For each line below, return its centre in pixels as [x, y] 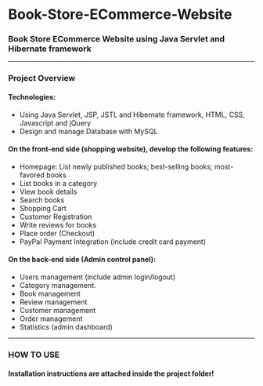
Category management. [58, 286]
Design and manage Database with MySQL [88, 131]
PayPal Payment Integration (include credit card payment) [113, 242]
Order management [51, 319]
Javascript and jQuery [55, 122]
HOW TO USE [34, 355]
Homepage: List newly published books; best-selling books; [116, 166]
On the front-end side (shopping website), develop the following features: [131, 149]
